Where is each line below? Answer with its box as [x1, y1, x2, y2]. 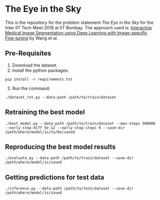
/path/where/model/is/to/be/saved [5, 129, 75, 135]
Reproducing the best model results [5, 142, 116, 151]
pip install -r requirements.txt [5, 77, 73, 81]
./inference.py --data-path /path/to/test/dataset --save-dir [5, 186, 134, 191]
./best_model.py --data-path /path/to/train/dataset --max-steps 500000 [5, 121, 156, 126]
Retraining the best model [5, 108, 85, 117]
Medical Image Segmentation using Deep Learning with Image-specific [5, 30, 147, 36]
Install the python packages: [12, 67, 69, 73]
